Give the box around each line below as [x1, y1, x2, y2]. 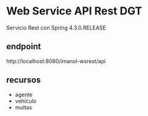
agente [14, 91, 33, 98]
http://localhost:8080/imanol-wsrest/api [6, 57, 106, 64]
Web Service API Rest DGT [6, 4, 143, 18]
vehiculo [14, 97, 37, 105]
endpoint [6, 41, 41, 52]
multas [14, 103, 32, 111]
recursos [6, 75, 41, 85]
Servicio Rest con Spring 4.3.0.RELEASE [6, 24, 106, 31]
